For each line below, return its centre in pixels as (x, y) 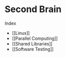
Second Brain (33, 9)
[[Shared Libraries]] (32, 43)
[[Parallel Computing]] (35, 38)
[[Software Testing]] (32, 49)
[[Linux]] (21, 33)
